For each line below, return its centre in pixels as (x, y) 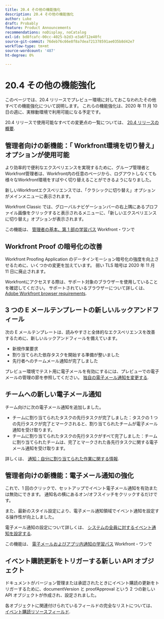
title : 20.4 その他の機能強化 (33, 10)
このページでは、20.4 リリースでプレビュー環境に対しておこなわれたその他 (81, 100)
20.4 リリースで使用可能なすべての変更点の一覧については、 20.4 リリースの (82, 123)
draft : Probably (22, 23)
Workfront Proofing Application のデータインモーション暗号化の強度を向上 (80, 259)
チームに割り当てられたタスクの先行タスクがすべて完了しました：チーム (85, 436)
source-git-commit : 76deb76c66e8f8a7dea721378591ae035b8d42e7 (70, 42)
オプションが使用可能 (37, 155)
